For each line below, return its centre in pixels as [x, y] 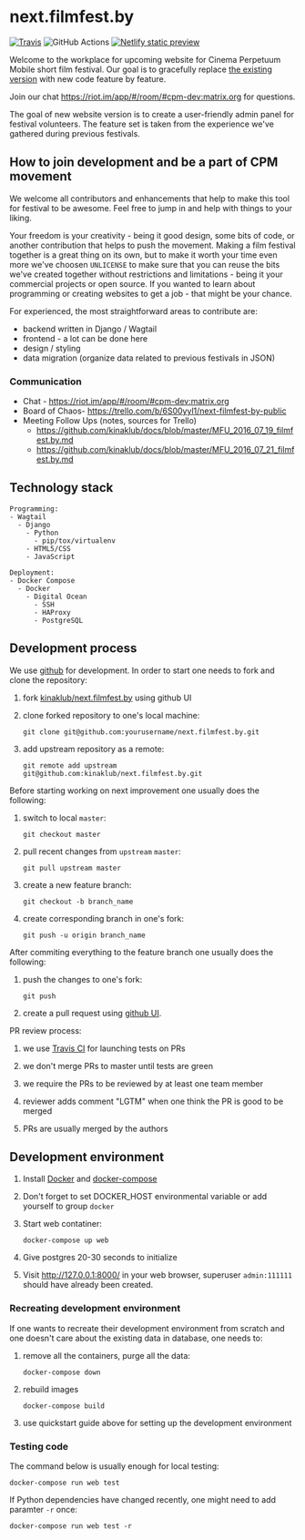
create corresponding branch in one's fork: [103, 918]
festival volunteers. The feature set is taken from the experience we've [142, 124]
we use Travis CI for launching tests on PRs [104, 1048]
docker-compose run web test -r [71, 1526]
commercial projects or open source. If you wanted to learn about [132, 283]
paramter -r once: [43, 1510]
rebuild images [51, 1389]
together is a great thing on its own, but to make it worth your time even [143, 255]
